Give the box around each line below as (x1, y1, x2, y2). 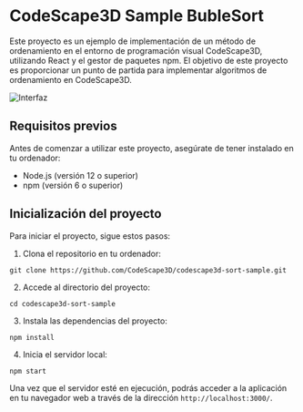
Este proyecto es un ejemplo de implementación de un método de (9, 36, 257, 46)
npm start (9, 366, 47, 376)
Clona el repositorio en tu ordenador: (22, 248, 162, 259)
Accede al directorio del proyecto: (22, 282, 151, 293)
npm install (9, 333, 55, 342)
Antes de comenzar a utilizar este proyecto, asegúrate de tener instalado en (9, 142, 294, 153)
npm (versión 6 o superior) (22, 180, 124, 191)
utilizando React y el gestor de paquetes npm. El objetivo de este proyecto (9, 55, 288, 66)
